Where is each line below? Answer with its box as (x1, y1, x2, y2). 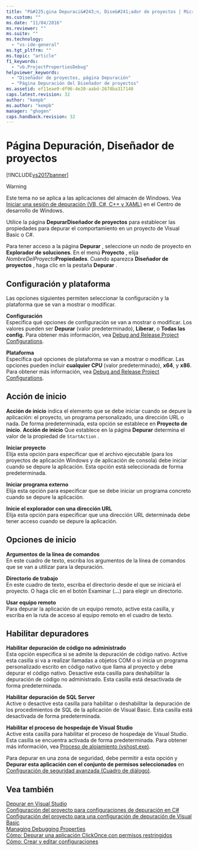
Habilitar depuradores (6, 629, 89, 639)
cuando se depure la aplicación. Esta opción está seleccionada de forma (6, 463, 184, 470)
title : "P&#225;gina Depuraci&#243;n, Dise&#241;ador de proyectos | (6, 8, 182, 15)
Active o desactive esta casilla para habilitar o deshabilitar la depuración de (6, 700, 191, 707)
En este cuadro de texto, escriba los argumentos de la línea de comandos (6, 556, 185, 564)
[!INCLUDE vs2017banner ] (6, 172, 69, 179)
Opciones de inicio (6, 535, 76, 545)
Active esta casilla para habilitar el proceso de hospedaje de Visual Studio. (6, 730, 188, 738)
